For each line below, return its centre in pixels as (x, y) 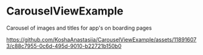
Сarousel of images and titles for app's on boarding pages (79, 28)
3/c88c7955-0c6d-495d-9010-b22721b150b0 (64, 46)
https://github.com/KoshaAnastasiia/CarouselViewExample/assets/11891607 (101, 39)
